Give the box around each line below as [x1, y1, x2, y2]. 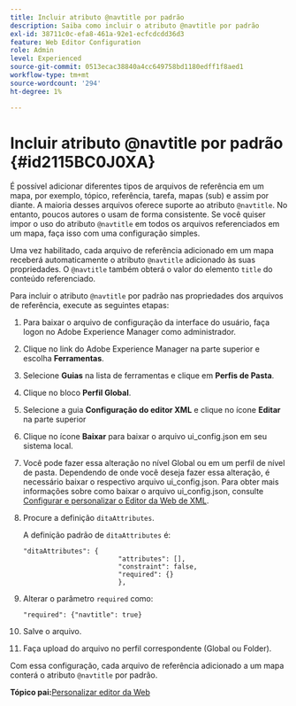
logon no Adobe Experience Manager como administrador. [22, 327, 237, 337]
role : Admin [10, 46, 54, 55]
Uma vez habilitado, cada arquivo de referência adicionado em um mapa [10, 245, 275, 256]
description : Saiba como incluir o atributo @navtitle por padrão [10, 21, 260, 30]
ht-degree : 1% [10, 87, 63, 96]
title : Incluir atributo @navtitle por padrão [10, 12, 185, 22]
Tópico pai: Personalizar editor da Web [10, 687, 151, 698]
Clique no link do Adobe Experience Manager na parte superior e [22, 344, 260, 354]
